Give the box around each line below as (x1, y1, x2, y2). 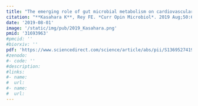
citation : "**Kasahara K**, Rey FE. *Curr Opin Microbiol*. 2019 (6, 14, 170, 20)
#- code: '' (6, 58, 35, 64)
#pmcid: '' (6, 36, 33, 42)
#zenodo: (6, 52, 28, 58)
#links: (6, 69, 25, 75)
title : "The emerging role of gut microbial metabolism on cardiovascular (6, 8, 194, 15)
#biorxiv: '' (6, 42, 38, 48)
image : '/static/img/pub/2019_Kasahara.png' (6, 25, 117, 31)
